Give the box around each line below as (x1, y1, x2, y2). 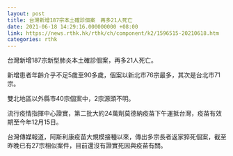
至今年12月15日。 (13, 118, 63, 126)
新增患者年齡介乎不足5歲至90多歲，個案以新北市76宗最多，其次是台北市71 (7, 71, 220, 79)
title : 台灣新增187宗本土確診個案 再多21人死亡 (7, 17, 134, 24)
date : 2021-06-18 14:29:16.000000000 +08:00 (7, 23, 138, 30)
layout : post (7, 10, 45, 17)
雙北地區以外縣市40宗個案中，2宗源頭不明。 (7, 95, 135, 103)
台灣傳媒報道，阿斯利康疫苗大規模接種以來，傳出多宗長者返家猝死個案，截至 (7, 133, 227, 141)
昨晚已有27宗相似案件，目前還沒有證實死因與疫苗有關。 (7, 141, 167, 150)
